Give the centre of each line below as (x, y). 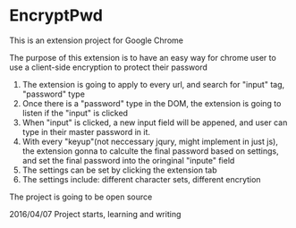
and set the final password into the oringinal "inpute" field (128, 160)
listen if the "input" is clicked (75, 113)
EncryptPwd (56, 16)
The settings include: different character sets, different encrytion (141, 179)
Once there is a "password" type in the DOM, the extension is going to (152, 103)
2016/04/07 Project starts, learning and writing (95, 214)
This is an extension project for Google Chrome (96, 40)
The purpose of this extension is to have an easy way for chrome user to (143, 57)
